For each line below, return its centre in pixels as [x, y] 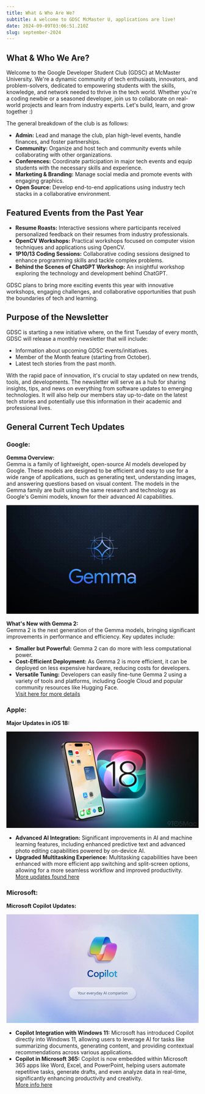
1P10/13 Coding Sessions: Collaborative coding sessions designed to [103, 253]
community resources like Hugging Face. [67, 687]
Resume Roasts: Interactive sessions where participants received [98, 228]
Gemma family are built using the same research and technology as [91, 490]
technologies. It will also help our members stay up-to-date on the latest [97, 395]
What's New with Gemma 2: [42, 623]
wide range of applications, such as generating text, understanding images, [101, 477]
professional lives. [29, 407]
